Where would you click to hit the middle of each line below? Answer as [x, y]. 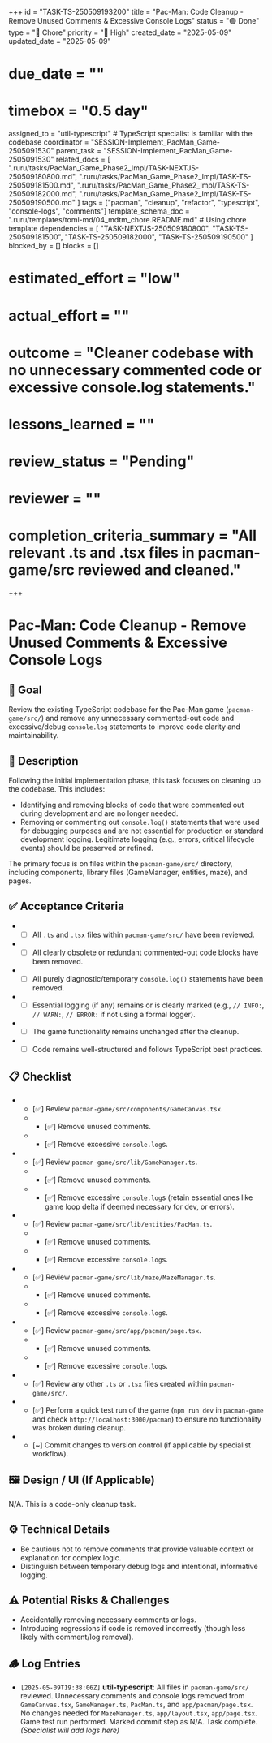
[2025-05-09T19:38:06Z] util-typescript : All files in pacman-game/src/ [134, 1687]
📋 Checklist [40, 1076]
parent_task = [79, 151]
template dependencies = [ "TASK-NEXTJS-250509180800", [110, 229]
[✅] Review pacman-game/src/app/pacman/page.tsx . [117, 1330]
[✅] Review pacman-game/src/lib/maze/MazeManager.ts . [124, 1277]
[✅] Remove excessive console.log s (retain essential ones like [149, 1197]
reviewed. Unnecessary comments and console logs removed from [132, 1696]
